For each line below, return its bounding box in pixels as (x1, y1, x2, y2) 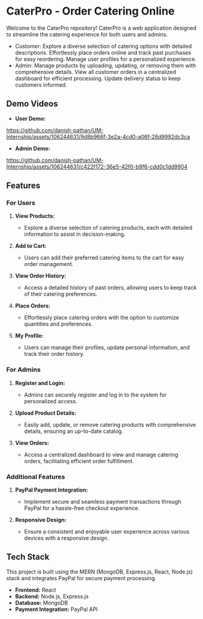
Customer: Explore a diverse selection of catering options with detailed (14, 42, 192, 50)
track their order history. (24, 350, 85, 358)
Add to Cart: (14, 243, 47, 250)
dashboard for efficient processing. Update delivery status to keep (14, 75, 181, 82)
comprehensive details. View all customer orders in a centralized (14, 68, 176, 75)
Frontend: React (14, 586, 56, 594)
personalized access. (24, 397, 77, 404)
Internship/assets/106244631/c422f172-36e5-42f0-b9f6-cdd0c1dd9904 (6, 162, 188, 170)
